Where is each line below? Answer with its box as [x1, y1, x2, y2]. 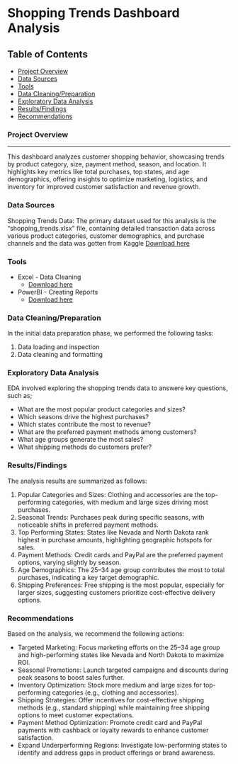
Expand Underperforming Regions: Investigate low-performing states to [17, 741, 227, 750]
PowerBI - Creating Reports [17, 287, 98, 296]
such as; [7, 392, 33, 400]
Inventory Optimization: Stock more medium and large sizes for [17, 681, 202, 690]
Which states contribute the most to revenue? [17, 420, 151, 429]
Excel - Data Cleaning [17, 273, 81, 281]
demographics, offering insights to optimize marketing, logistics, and [7, 175, 208, 183]
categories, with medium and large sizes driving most [52, 498, 209, 506]
